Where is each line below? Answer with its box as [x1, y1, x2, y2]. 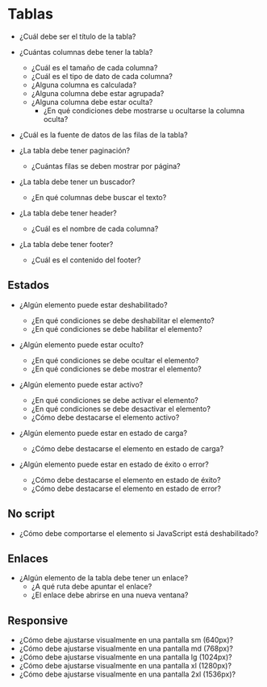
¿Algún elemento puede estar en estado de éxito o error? [19, 459, 209, 469]
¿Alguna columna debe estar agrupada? [31, 88, 165, 98]
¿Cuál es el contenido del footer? [31, 255, 141, 265]
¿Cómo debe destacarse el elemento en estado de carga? [31, 443, 224, 453]
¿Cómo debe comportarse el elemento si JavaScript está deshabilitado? [19, 528, 259, 538]
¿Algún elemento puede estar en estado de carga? [19, 428, 187, 438]
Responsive [7, 614, 69, 627]
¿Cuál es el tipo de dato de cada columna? [31, 71, 173, 81]
